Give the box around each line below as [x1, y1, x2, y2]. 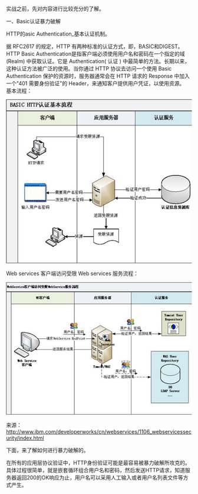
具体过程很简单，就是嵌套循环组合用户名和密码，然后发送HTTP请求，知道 [6, 467, 186, 474]
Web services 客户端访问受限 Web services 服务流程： [6, 270, 139, 277]
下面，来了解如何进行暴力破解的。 [6, 447, 89, 454]
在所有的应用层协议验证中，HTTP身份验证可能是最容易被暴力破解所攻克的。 [6, 459, 190, 466]
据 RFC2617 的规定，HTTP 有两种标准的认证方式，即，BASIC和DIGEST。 [6, 43, 184, 50]
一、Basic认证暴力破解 [6, 18, 61, 25]
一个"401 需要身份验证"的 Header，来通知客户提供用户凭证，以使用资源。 [6, 80, 185, 87]
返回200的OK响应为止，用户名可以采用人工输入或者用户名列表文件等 [16, 474, 184, 481]
